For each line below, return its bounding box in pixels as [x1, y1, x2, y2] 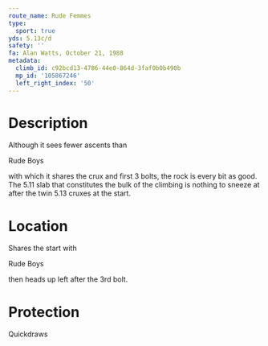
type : [8, 19, 26, 27]
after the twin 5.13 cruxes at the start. [8, 188, 131, 198]
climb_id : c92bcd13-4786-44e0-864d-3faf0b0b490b [15, 64, 181, 72]
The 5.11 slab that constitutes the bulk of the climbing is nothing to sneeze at [8, 180, 260, 190]
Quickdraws [8, 329, 48, 339]
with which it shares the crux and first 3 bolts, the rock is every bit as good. [8, 171, 258, 181]
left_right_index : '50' [15, 79, 95, 87]
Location [8, 216, 68, 235]
